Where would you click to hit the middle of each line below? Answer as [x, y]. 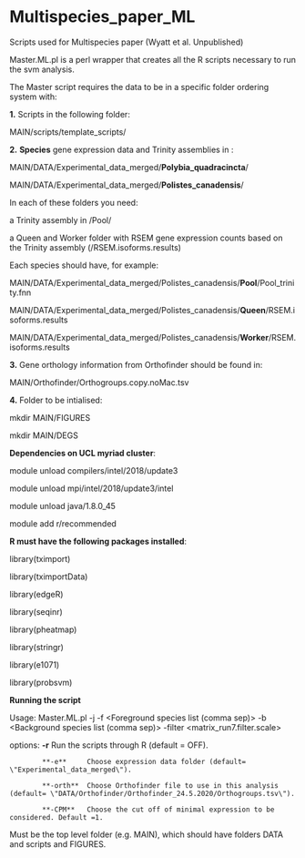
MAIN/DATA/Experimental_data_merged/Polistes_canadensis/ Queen [137, 310]
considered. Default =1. [56, 817]
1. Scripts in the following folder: [70, 114]
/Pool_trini [275, 282]
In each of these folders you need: [74, 202]
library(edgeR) [36, 594]
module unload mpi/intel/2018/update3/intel [91, 488]
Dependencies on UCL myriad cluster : [83, 453]
